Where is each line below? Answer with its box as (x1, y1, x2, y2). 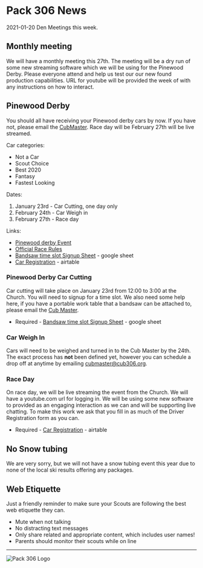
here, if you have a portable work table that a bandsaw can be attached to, (6, 299, 192, 307)
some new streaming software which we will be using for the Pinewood (6, 64, 184, 71)
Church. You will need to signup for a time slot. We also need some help (6, 293, 185, 301)
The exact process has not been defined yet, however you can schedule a (6, 353, 192, 361)
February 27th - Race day (14, 215, 79, 222)
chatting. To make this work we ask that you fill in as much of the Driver (6, 408, 184, 415)
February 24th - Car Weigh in (14, 209, 88, 216)
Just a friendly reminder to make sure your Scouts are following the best (6, 500, 186, 507)
